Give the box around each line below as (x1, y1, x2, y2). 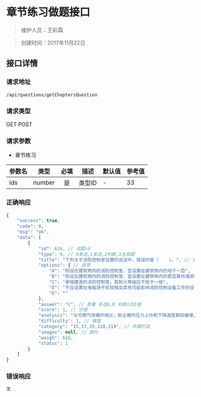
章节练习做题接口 (6, 5, 91, 19)
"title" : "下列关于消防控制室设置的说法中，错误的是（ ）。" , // (38, 257, 190, 263)
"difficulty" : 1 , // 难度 (38, 318, 101, 324)
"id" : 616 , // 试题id (38, 246, 91, 251)
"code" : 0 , (17, 223, 44, 229)
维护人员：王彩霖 (20, 26, 63, 34)
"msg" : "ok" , (17, 229, 50, 235)
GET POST (6, 120, 33, 128)
